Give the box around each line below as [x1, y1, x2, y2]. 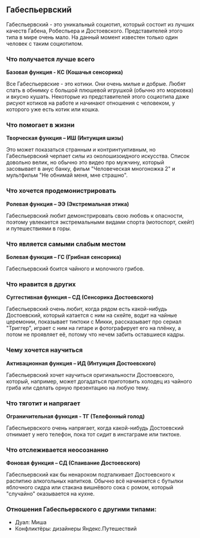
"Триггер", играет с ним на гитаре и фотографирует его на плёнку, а [6, 325, 181, 332]
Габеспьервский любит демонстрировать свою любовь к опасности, [6, 212, 184, 219]
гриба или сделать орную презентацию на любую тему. [6, 384, 150, 391]
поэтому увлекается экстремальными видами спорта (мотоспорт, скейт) [6, 218, 195, 225]
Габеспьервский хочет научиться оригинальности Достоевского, [6, 371, 175, 378]
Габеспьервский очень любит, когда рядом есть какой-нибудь [6, 305, 168, 313]
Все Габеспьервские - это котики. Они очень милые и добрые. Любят [6, 81, 186, 88]
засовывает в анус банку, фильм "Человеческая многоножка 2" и [6, 165, 175, 173]
